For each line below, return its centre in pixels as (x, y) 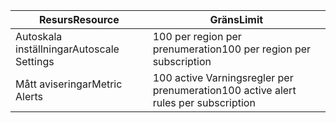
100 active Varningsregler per (223, 77)
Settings (35, 61)
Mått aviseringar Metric (69, 84)
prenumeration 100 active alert (224, 90)
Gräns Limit (236, 19)
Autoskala (39, 36)
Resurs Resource (79, 19)
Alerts (29, 96)
